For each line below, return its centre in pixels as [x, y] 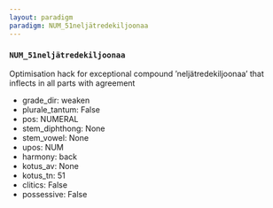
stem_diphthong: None [63, 128]
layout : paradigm [41, 17]
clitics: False [45, 185]
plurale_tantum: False [61, 109]
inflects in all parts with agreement [72, 83]
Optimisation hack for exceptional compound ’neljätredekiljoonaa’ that [136, 73]
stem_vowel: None [55, 137]
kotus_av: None [51, 166]
